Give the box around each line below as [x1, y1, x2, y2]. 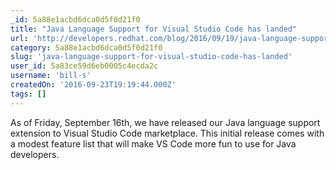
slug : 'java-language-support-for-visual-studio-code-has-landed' [10, 52, 293, 62]
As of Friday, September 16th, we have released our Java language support [10, 116, 321, 128]
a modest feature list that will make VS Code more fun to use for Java [10, 137, 297, 150]
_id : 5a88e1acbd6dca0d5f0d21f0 [10, 14, 141, 25]
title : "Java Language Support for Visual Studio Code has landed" [10, 24, 298, 34]
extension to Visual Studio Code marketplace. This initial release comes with [10, 127, 325, 139]
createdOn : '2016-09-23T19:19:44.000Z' [10, 80, 177, 90]
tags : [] [10, 89, 47, 99]
